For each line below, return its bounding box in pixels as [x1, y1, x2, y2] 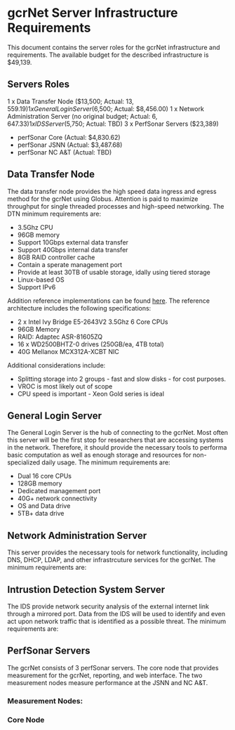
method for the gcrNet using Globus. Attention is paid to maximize [7, 195, 199, 203]
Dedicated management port [17, 487, 101, 495]
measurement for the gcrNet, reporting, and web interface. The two [7, 671, 203, 679]
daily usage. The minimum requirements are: [41, 458, 170, 467]
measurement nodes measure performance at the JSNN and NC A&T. [7, 678, 208, 686]
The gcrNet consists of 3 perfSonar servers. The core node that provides [7, 663, 219, 672]
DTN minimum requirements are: [7, 209, 102, 218]
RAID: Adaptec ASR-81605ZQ [17, 332, 103, 341]
